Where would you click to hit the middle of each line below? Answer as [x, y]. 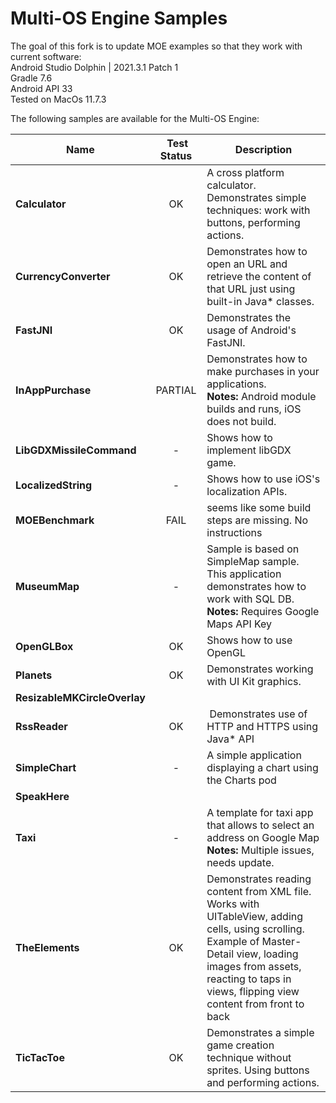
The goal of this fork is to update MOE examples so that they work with [156, 46]
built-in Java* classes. [260, 301]
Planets [34, 675]
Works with [233, 904]
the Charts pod [241, 780]
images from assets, [254, 966]
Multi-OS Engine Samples [119, 18]
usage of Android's [251, 330]
